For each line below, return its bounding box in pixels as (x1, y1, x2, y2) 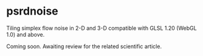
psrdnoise (6, 4, 59, 18)
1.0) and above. (6, 30, 45, 38)
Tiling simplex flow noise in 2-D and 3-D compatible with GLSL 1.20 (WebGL (6, 24, 197, 32)
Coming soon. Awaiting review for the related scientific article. (6, 43, 162, 50)
